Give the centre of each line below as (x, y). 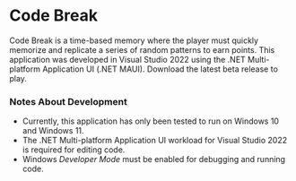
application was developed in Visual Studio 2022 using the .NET (128, 59)
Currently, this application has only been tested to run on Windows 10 (151, 121)
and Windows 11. (53, 131)
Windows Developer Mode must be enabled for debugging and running (153, 159)
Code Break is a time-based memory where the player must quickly (134, 40)
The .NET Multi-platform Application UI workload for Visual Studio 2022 (155, 141)
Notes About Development (68, 101)
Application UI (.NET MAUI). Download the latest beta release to (160, 69)
